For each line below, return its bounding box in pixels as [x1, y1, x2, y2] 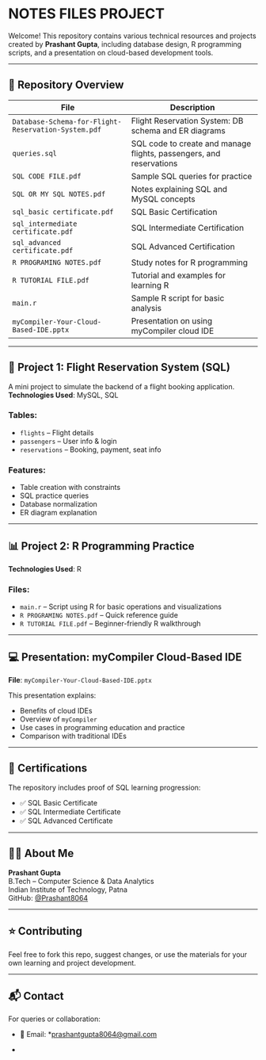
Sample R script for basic [131, 293, 225, 304]
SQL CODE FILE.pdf [12, 171, 82, 181]
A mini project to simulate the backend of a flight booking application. [8, 381, 235, 391]
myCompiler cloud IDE [131, 325, 215, 336]
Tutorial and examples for [131, 270, 226, 281]
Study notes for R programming [131, 257, 248, 268]
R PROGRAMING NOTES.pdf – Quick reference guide [19, 610, 178, 620]
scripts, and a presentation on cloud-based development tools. [8, 48, 214, 57]
